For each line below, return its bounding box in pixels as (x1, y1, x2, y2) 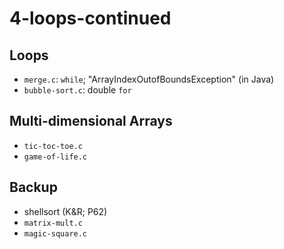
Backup (9, 179, 58, 196)
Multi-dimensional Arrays (9, 113, 173, 130)
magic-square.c (23, 228, 88, 239)
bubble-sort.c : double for (23, 84, 132, 96)
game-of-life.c (23, 152, 88, 162)
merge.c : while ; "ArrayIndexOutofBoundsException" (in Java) (23, 73, 275, 85)
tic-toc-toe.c (23, 141, 83, 151)
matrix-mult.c (23, 218, 83, 228)
